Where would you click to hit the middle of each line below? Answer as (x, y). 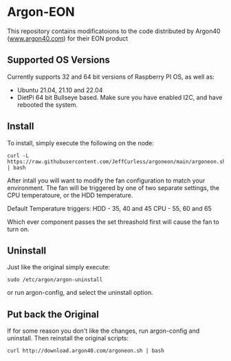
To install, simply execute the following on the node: (81, 143)
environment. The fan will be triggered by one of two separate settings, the (113, 187)
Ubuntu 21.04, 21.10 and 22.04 (60, 90)
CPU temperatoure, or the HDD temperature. (70, 195)
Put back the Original (53, 314)
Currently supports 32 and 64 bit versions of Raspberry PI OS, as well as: (111, 76)
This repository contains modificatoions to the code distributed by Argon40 (114, 31)
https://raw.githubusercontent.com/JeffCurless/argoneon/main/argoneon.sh (117, 162)
